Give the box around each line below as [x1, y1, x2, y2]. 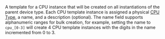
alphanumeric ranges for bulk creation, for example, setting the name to [5, 19, 151, 25]
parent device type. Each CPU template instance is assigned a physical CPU [5, 9, 160, 15]
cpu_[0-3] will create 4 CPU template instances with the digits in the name [5, 25, 156, 30]
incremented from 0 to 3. [5, 30, 56, 35]
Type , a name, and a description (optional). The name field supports [5, 14, 143, 20]
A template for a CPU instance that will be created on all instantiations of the [5, 4, 160, 10]
